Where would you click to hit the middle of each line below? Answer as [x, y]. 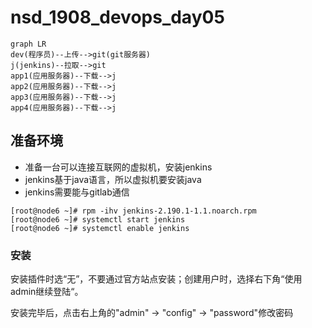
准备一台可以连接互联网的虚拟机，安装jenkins [118, 167]
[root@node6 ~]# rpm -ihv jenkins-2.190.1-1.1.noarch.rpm [133, 211]
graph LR [28, 44]
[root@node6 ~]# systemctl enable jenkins [100, 228]
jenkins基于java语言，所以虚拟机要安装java [113, 179]
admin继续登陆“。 [47, 292]
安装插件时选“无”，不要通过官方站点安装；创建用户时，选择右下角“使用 [156, 279]
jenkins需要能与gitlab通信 [77, 192]
